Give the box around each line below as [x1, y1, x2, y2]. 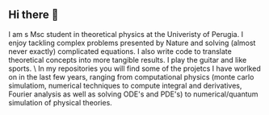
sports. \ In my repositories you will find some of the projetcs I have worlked [8, 64, 261, 73]
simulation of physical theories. [8, 97, 113, 107]
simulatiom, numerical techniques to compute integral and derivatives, [8, 80, 242, 90]
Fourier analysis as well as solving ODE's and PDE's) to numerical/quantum [8, 89, 258, 99]
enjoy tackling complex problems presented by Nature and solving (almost [8, 38, 256, 47]
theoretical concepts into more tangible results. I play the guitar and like [8, 55, 247, 64]
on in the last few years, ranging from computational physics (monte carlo [8, 72, 254, 81]
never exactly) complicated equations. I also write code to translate [8, 46, 232, 56]
